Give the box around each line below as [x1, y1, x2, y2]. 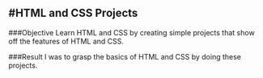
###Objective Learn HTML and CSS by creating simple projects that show [8, 27, 255, 37]
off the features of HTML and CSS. [8, 36, 124, 46]
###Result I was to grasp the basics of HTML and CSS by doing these [8, 51, 241, 61]
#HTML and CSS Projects [8, 6, 138, 20]
